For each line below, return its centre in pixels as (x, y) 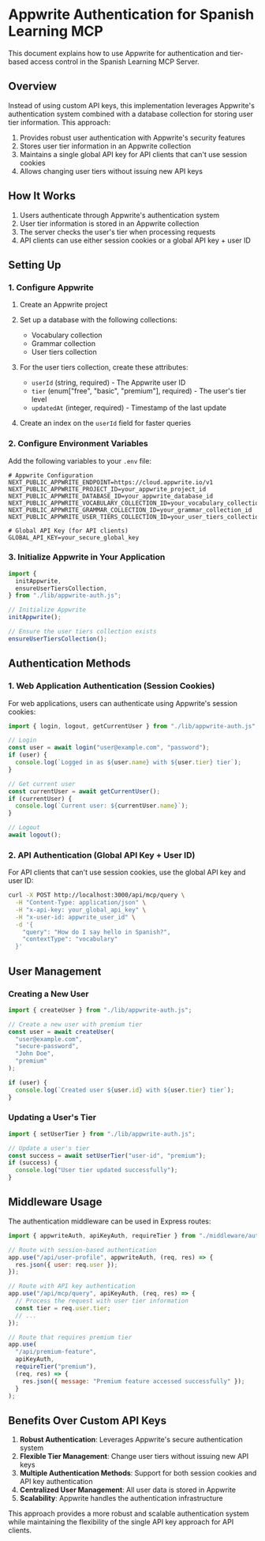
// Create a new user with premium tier (76, 1024)
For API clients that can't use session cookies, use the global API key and (127, 872)
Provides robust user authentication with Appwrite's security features (132, 137)
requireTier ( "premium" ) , (56, 1366)
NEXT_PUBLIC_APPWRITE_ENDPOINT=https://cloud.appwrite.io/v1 (111, 482)
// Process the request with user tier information (102, 1301)
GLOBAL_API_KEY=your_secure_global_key (74, 537)
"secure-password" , (47, 1047)
